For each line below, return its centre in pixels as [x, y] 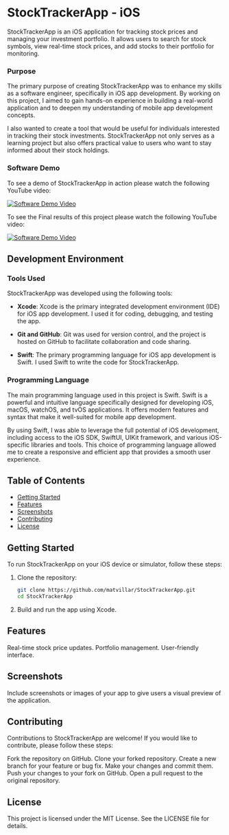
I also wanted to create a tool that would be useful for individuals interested [113, 129]
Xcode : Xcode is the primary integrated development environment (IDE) [119, 307]
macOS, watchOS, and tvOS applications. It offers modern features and [108, 410]
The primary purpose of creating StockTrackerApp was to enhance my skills [114, 86]
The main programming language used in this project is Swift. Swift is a [107, 395]
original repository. [34, 781]
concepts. [21, 115]
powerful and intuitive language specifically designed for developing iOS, [110, 402]
